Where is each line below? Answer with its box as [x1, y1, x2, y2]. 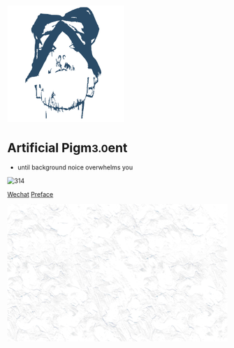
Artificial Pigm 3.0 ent [7, 140, 128, 156]
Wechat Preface [7, 190, 54, 198]
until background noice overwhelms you [17, 162, 133, 172]
